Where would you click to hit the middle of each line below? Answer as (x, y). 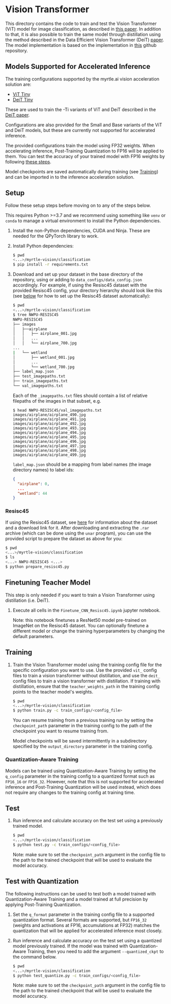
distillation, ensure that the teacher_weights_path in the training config (86, 686)
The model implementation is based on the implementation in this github (81, 45)
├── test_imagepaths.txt (39, 376)
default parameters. (33, 636)
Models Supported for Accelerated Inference (78, 67)
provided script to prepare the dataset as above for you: (64, 538)
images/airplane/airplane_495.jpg (49, 437)
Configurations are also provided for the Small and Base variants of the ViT (84, 125)
